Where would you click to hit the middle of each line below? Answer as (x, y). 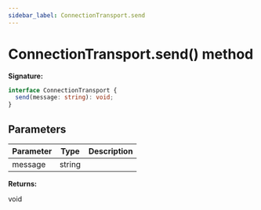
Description (111, 151)
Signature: (25, 76)
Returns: (23, 184)
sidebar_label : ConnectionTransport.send (77, 15)
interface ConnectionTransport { (63, 90)
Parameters (37, 129)
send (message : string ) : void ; (64, 98)
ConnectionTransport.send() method (131, 54)
